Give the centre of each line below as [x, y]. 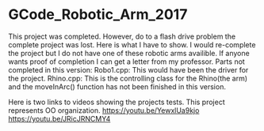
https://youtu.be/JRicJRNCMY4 [59, 118]
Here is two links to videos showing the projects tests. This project [117, 102]
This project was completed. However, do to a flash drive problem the [122, 36]
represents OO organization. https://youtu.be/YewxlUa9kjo [104, 110]
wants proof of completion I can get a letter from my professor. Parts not [127, 62]
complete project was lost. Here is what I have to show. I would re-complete [132, 44]
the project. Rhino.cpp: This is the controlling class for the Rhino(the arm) [128, 78]
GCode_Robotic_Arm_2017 [98, 15]
